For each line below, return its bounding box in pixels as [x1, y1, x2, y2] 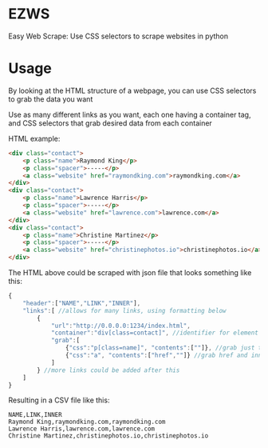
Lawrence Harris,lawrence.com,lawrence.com [8, 425, 156, 433]
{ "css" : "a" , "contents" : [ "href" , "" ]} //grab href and [65, 351, 248, 359]
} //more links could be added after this [37, 366, 180, 374]
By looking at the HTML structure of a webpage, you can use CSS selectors [8, 86, 257, 95]
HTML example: [8, 134, 61, 143]
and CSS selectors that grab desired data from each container [8, 118, 213, 128]
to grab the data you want [8, 94, 93, 104]
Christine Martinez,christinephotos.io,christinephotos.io [8, 432, 209, 440]
